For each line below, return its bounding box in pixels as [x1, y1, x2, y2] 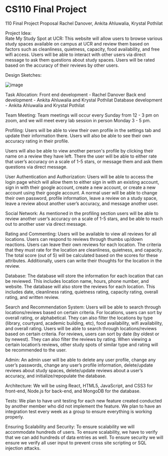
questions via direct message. [5, 164, 68, 170]
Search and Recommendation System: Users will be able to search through [5, 304, 161, 310]
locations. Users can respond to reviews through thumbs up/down [5, 236, 143, 242]
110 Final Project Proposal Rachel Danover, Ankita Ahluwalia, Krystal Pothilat [5, 20, 163, 26]
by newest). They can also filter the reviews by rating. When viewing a [5, 336, 151, 342]
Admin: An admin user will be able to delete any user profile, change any [5, 357, 156, 363]
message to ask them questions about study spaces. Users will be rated [5, 57, 155, 63]
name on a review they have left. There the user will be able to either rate [5, 153, 157, 159]
